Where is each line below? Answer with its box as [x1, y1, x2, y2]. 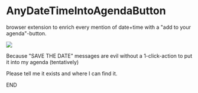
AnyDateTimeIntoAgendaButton [6, 4, 167, 18]
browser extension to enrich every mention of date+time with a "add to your [6, 24, 191, 31]
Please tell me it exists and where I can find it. [6, 69, 118, 77]
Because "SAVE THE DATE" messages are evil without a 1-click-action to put [6, 52, 193, 59]
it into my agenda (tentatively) [6, 58, 79, 65]
